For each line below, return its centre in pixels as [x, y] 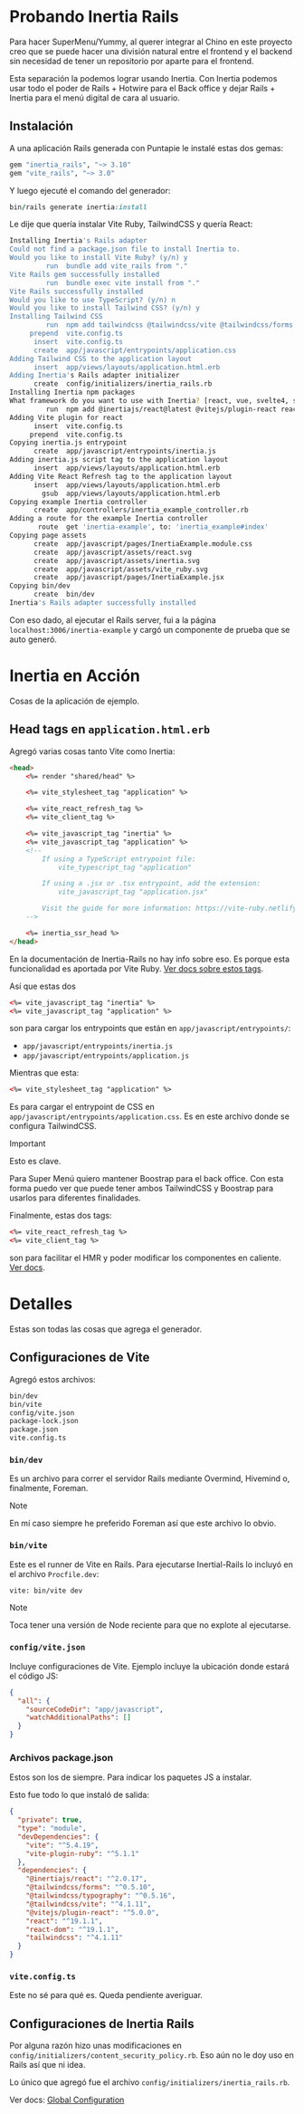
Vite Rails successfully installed [76, 292]
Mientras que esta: [44, 1073]
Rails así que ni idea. [47, 2065]
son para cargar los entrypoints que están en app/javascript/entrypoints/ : [150, 1028]
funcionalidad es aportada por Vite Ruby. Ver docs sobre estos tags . [137, 968]
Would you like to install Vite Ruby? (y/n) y [99, 258]
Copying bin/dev [40, 586]
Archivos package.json [62, 1757]
